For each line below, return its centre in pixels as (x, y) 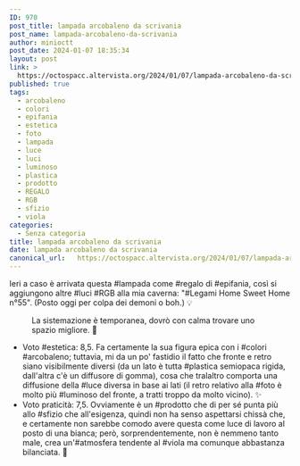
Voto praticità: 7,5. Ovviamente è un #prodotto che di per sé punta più (150, 404)
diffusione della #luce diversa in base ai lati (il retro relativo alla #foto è (152, 385)
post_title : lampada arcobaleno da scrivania (95, 26)
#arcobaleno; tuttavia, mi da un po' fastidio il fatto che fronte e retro (147, 357)
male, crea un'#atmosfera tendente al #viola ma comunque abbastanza (153, 442)
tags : (19, 92)
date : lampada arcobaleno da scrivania (83, 250)
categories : (31, 225)
